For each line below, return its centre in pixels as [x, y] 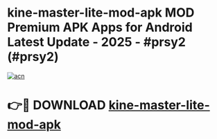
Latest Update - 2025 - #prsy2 [96, 42]
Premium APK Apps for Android [100, 27]
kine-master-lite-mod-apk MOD [101, 13]
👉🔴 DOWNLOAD [57, 105]
